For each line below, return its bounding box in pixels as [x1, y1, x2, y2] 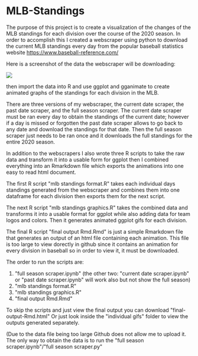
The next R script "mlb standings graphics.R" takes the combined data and [6, 204, 188, 211]
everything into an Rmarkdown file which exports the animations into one [6, 162, 184, 169]
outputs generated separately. [6, 319, 80, 326]
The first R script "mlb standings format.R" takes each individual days [6, 180, 176, 187]
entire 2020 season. [6, 138, 55, 145]
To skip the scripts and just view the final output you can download [6, 306, 170, 313]
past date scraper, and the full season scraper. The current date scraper [6, 106, 182, 114]
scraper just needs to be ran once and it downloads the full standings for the [6, 132, 193, 139]
